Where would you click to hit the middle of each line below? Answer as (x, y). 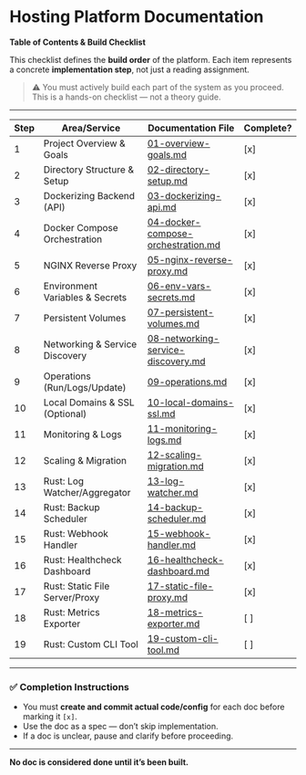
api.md (162, 207)
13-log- (166, 481)
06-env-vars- (179, 286)
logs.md (164, 440)
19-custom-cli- (183, 638)
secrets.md (171, 297)
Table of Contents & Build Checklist (77, 42)
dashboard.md (178, 571)
